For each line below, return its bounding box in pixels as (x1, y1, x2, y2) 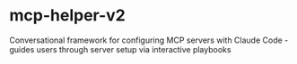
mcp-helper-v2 (9, 5, 126, 26)
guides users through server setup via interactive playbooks (9, 44, 231, 54)
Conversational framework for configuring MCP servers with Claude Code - (9, 35, 289, 45)
